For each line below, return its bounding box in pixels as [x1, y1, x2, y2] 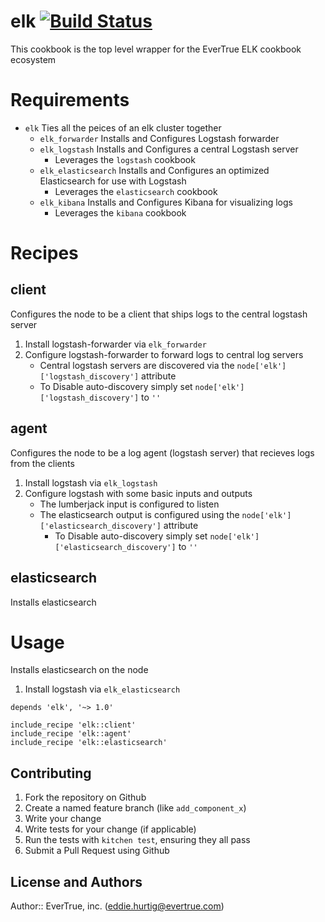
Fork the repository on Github [24, 791, 147, 804]
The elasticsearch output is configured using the [39, 508, 240, 520]
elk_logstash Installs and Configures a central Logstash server [39, 143, 299, 155]
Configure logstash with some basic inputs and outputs [24, 487, 253, 499]
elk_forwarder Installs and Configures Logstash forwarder [39, 132, 280, 144]
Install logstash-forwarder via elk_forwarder [24, 338, 207, 350]
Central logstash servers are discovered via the [39, 359, 235, 371]
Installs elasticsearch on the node [10, 664, 149, 676]
